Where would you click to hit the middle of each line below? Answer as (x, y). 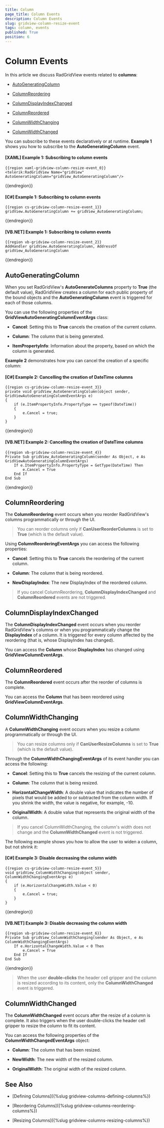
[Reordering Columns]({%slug (43, 1105)
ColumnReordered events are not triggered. (62, 597)
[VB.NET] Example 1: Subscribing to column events (58, 232)
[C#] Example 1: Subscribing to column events (53, 197)
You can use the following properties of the (48, 312)
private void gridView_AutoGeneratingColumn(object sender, (68, 392)
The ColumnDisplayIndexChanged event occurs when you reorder (73, 625)
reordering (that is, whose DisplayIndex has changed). (60, 640)
